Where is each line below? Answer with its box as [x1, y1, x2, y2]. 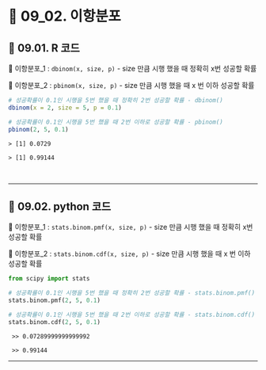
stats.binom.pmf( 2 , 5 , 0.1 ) [8, 296, 101, 305]
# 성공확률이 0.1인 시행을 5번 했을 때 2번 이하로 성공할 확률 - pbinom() [8, 118, 223, 126]
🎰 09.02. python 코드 [8, 200, 112, 213]
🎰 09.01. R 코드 [8, 41, 81, 55]
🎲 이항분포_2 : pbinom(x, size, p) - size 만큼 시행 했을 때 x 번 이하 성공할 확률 [8, 81, 255, 90]
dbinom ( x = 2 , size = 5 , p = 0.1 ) [8, 104, 123, 112]
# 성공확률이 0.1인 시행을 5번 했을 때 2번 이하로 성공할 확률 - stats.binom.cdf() [8, 311, 256, 319]
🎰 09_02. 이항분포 [8, 7, 121, 25]
